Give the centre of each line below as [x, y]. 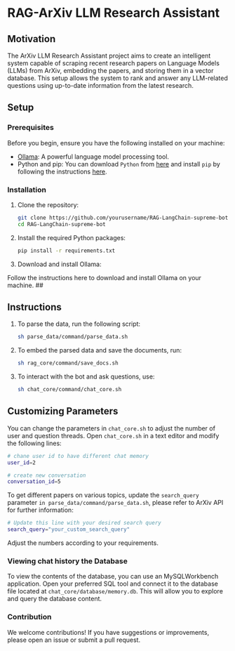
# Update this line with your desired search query [84, 523]
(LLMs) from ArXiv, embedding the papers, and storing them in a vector [110, 71]
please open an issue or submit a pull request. [74, 640]
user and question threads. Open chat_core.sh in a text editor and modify [113, 435]
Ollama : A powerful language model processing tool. [93, 157]
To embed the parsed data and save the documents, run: [100, 350]
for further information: [40, 510]
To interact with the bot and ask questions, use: [86, 376]
